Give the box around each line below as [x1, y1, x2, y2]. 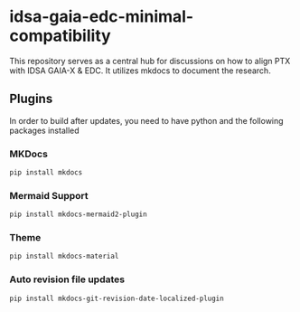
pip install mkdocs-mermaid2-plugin [9, 210, 147, 219]
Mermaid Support [9, 189, 89, 202]
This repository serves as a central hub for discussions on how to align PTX [9, 55, 291, 66]
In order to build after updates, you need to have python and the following [9, 115, 284, 126]
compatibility [9, 25, 111, 46]
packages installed [9, 125, 80, 136]
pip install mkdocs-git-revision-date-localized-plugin [9, 294, 224, 303]
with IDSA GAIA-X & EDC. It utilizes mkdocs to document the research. [9, 65, 271, 76]
